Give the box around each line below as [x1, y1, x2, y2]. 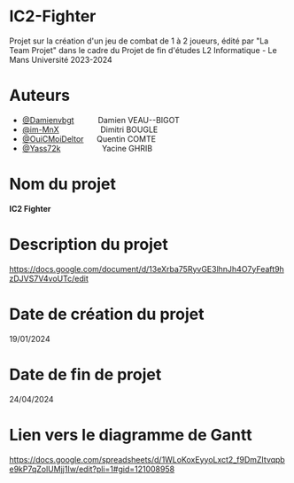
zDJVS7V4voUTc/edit [9, 273, 89, 284]
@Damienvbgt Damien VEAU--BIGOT [21, 114, 180, 125]
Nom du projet [9, 175, 117, 194]
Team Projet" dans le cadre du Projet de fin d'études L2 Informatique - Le [9, 44, 277, 55]
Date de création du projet [9, 304, 205, 324]
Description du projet [9, 235, 168, 254]
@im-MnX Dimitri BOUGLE [21, 124, 159, 135]
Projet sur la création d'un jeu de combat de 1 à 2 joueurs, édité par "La [9, 35, 269, 46]
